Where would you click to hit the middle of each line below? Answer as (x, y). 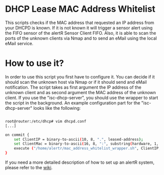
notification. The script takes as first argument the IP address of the (73, 87)
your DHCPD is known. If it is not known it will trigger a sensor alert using (79, 27)
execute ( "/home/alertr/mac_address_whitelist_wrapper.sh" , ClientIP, (87, 149)
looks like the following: (57, 108)
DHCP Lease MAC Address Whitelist (80, 9)
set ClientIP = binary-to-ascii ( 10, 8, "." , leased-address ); (79, 139)
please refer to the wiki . (29, 167)
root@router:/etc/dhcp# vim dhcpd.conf (46, 121)
